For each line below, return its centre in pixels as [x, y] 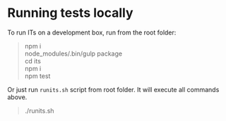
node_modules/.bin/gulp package [73, 53]
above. [17, 97]
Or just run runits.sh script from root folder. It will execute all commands [113, 89]
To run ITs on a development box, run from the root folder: [92, 32]
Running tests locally [70, 13]
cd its [32, 60]
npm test [37, 76]
